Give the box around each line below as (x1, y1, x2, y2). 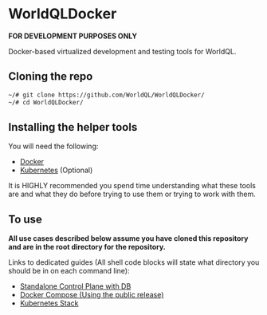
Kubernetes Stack (19, 298, 79, 308)
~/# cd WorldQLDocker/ (8, 98, 84, 106)
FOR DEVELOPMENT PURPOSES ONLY (8, 31, 138, 41)
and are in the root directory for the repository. (8, 242, 166, 252)
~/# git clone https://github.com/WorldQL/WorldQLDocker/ (8, 91, 205, 99)
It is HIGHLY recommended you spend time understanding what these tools (8, 181, 257, 191)
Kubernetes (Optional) (19, 165, 93, 175)
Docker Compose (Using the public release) (19, 290, 164, 300)
